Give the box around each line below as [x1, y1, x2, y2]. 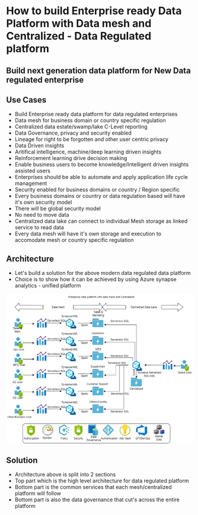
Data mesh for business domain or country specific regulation [14, 117, 166, 124]
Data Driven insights [14, 142, 65, 149]
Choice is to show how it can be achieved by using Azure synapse [14, 276, 177, 283]
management [14, 180, 47, 187]
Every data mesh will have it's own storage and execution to [14, 230, 162, 238]
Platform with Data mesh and [6, 17, 152, 30]
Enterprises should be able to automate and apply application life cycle [14, 174, 188, 181]
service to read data [14, 224, 64, 231]
